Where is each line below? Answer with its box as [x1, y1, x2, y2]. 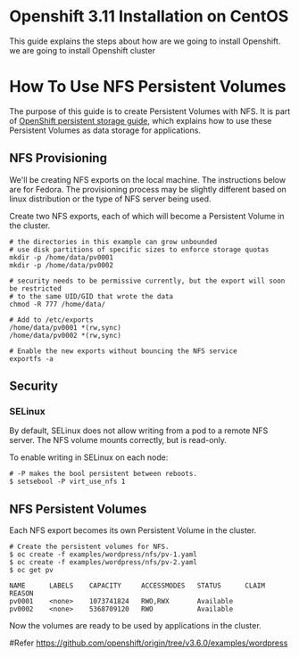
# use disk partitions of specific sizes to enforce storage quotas [9, 245, 270, 254]
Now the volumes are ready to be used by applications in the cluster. [9, 620, 262, 631]
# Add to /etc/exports [9, 315, 94, 324]
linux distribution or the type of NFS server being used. [9, 193, 212, 204]
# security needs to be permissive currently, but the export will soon [9, 276, 286, 285]
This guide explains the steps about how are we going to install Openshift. [9, 36, 281, 46]
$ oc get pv [9, 566, 54, 575]
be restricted [9, 283, 62, 293]
